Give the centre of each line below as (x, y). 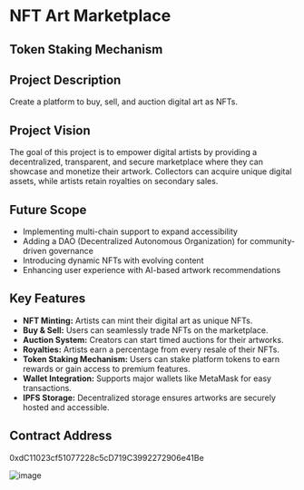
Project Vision (50, 130)
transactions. (47, 387)
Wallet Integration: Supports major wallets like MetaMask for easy (147, 378)
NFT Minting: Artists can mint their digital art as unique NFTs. (137, 320)
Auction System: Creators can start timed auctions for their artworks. (153, 339)
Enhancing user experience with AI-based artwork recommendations (152, 270)
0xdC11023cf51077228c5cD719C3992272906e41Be (107, 457)
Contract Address (61, 436)
